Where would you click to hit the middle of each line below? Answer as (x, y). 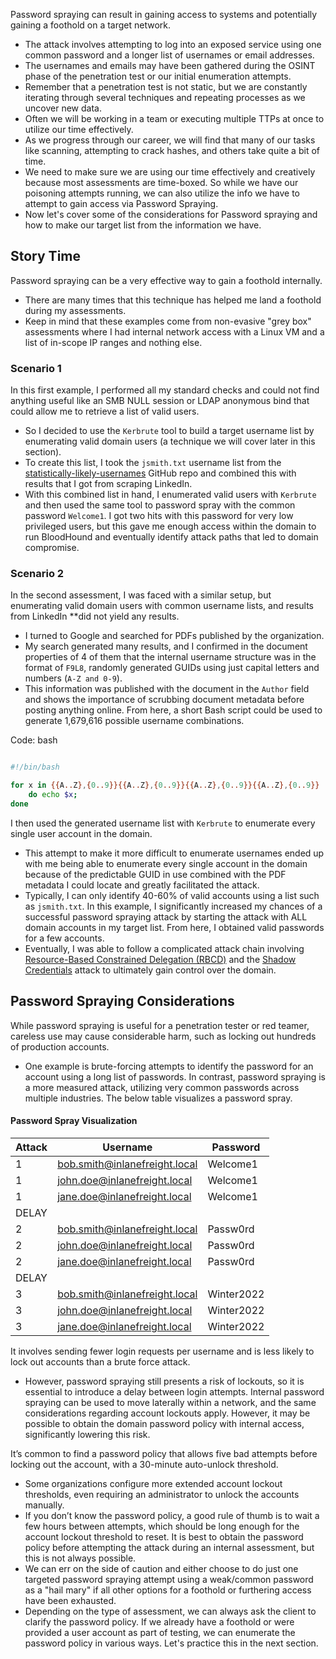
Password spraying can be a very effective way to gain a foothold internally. (166, 280)
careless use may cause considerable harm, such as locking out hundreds (163, 1036)
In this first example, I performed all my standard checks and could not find (165, 390)
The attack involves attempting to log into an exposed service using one (173, 44)
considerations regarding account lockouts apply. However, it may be (167, 1413)
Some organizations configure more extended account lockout (153, 1483)
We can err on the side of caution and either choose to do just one (161, 1568)
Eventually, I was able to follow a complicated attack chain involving (164, 948)
